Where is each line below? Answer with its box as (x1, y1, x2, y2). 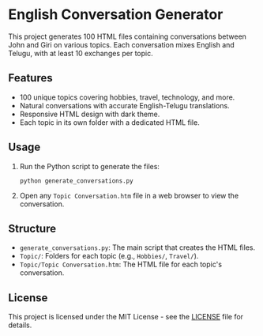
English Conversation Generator (8, 6, 224, 24)
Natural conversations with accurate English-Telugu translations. (19, 100, 231, 110)
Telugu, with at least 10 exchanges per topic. (8, 48, 153, 58)
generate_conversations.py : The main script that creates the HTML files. (19, 243, 255, 252)
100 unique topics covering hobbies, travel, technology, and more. (19, 92, 235, 102)
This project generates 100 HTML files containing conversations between (8, 32, 247, 41)
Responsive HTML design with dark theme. (19, 109, 160, 119)
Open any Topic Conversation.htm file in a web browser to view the (19, 191, 239, 200)
